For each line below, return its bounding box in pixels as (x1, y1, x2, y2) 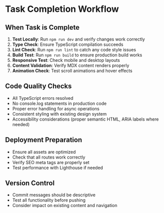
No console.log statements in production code (12, 100, 107, 106)
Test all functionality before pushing (12, 197, 85, 203)
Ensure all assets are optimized (12, 149, 76, 155)
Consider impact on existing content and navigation (12, 203, 118, 209)
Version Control (5, 179, 55, 187)
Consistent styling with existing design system (12, 111, 107, 117)
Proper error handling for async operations (12, 105, 100, 112)
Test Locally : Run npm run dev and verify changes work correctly (12, 36, 145, 42)
